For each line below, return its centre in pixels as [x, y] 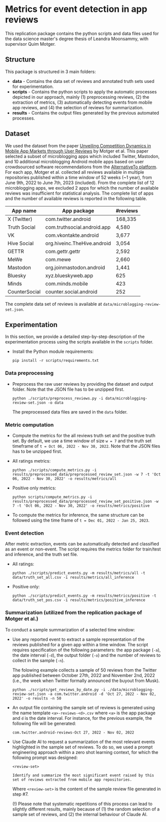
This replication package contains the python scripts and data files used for [82, 33]
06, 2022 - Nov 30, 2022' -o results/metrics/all [64, 479]
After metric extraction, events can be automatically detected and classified [82, 544]
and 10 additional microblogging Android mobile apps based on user [75, 161]
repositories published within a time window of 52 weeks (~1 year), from [79, 177]
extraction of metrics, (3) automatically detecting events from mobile [82, 102]
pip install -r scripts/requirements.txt [55, 361]
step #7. [20, 794]
